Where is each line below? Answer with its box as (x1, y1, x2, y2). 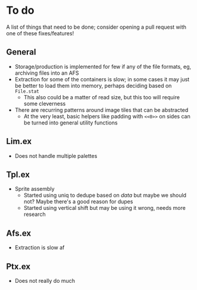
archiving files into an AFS (14, 69, 79, 77)
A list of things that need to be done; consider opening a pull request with (6, 23, 186, 30)
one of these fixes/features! (6, 29, 74, 36)
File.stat (14, 88, 40, 94)
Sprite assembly (14, 185, 55, 193)
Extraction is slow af (14, 244, 65, 251)
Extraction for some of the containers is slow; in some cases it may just (14, 75, 190, 83)
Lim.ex (6, 136, 32, 146)
